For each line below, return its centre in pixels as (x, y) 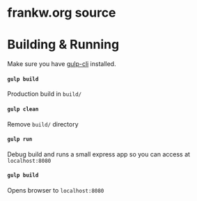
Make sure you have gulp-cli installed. (62, 64)
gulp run (20, 139)
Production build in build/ (45, 94)
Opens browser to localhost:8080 (56, 190)
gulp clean (23, 109)
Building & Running (63, 45)
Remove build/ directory (43, 124)
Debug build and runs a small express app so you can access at (98, 154)
